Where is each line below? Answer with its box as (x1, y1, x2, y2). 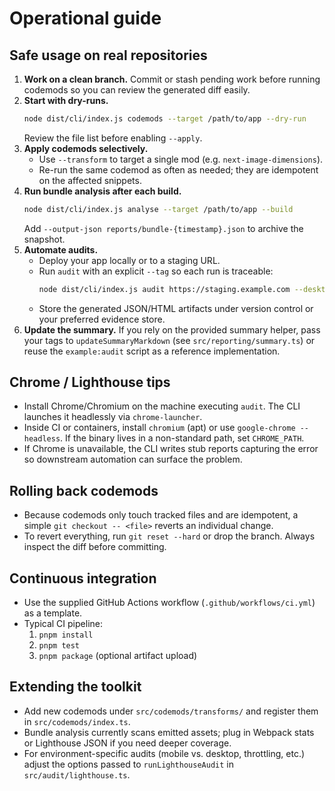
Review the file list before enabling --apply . (23, 132, 203, 144)
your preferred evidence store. (38, 313, 166, 325)
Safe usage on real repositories (9, 47, 208, 64)
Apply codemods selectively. (23, 142, 149, 154)
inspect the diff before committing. (23, 541, 167, 553)
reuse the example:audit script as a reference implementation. (23, 345, 281, 357)
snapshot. (23, 233, 66, 245)
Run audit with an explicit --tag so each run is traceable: (38, 265, 274, 277)
